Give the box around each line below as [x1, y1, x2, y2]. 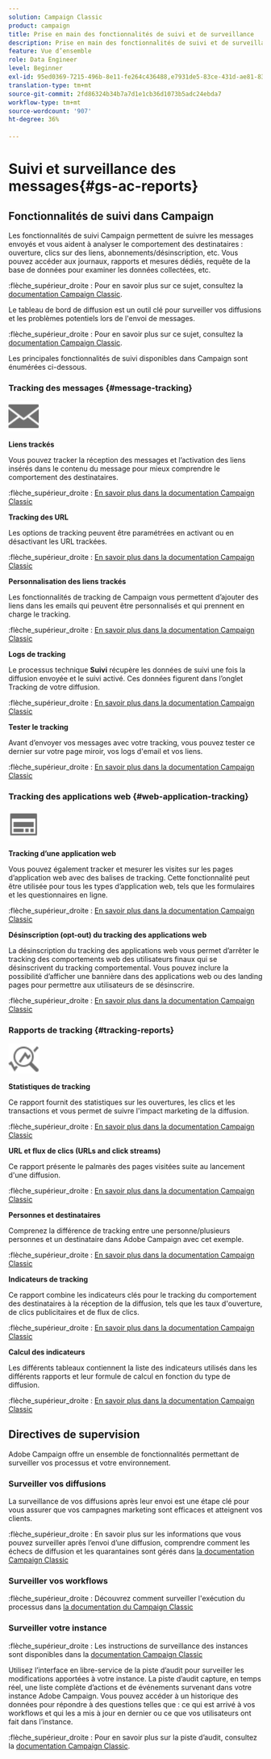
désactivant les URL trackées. [8, 536, 107, 546]
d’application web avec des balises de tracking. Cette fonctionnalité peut [8, 872, 250, 882]
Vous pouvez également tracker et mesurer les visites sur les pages [8, 864, 234, 874]
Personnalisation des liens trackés [8, 577, 127, 587]
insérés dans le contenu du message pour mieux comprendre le [8, 464, 220, 473]
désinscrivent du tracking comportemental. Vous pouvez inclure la [8, 963, 229, 973]
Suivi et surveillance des [8, 160, 177, 178]
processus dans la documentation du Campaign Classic [8, 1602, 194, 1612]
